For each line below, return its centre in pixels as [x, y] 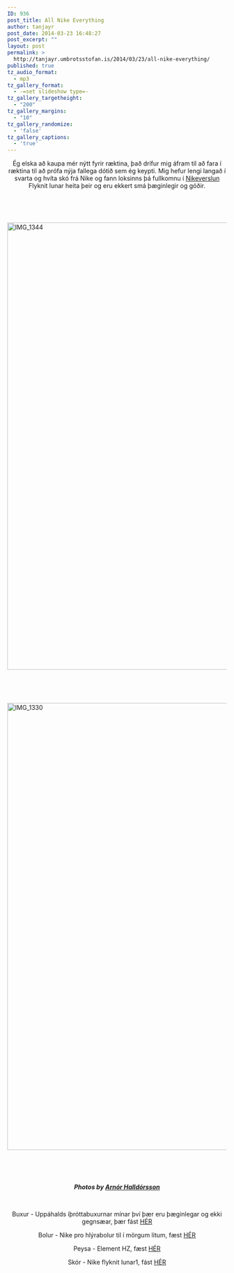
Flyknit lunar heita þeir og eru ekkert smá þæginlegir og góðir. [117, 186]
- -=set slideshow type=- [51, 92]
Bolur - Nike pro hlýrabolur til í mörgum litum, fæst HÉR [117, 1235]
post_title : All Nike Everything [56, 20]
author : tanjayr [31, 27]
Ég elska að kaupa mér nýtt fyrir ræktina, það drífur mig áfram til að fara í [117, 163]
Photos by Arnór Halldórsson [117, 1187]
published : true [31, 66]
